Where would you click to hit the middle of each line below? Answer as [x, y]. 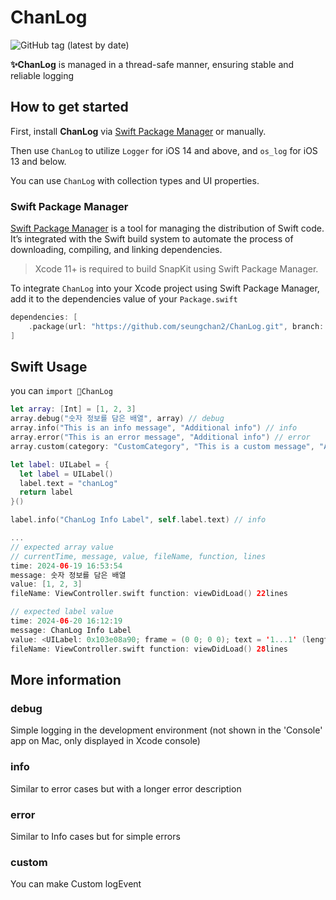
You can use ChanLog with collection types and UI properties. [135, 180]
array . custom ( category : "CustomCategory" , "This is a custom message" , [162, 446]
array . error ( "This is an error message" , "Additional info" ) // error [160, 437]
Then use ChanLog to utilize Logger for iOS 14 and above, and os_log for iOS [164, 150]
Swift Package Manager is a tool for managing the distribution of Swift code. [167, 228]
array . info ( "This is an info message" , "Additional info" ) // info [154, 428]
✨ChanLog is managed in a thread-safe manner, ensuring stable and [152, 64]
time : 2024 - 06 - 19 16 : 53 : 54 [66, 566]
